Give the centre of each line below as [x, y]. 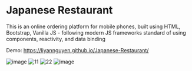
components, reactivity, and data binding [56, 39]
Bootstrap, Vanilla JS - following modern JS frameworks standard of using [96, 32]
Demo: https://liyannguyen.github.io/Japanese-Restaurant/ [77, 50]
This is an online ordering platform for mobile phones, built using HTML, [93, 26]
